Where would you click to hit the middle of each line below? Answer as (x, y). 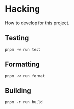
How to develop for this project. (37, 23)
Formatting (22, 65)
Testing (17, 38)
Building (18, 91)
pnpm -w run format (25, 76)
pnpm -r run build (24, 102)
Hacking (23, 9)
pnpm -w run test (23, 49)
